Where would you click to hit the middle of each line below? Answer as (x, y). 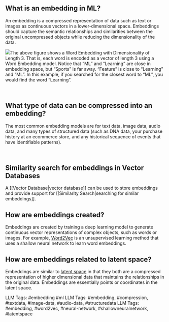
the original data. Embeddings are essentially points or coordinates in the (81, 282)
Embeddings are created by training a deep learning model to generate (79, 227)
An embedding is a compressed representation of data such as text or (78, 20)
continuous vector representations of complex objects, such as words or (81, 232)
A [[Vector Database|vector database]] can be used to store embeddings (82, 188)
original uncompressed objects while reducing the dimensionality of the (80, 37)
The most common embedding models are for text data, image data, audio (83, 126)
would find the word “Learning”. (39, 80)
